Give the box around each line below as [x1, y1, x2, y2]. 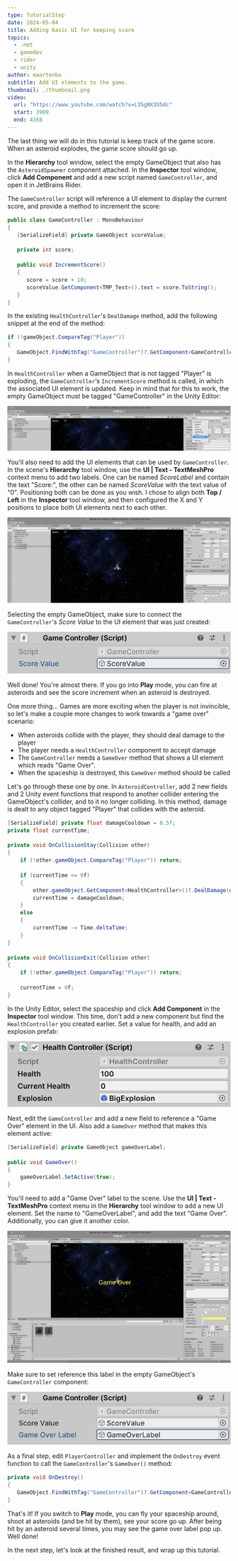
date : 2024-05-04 [7, 18, 59, 26]
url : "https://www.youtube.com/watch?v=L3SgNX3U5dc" [13, 102, 173, 109]
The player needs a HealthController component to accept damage [17, 745, 216, 754]
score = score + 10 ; [25, 276, 87, 283]
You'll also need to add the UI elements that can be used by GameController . [7, 458, 229, 466]
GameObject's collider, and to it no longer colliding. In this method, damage [7, 797, 227, 806]
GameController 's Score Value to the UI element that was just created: [7, 618, 211, 626]
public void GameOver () [7, 1159, 78, 1166]
